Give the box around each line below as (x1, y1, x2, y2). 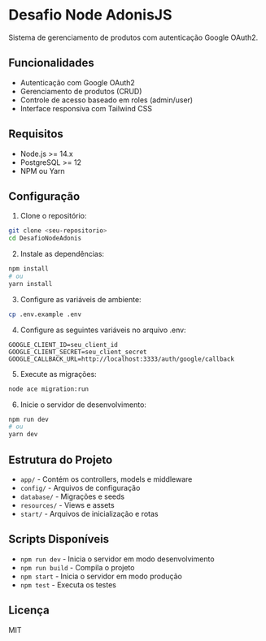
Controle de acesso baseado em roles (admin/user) (20, 95, 194, 105)
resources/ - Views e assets (20, 500, 116, 509)
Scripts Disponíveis (8, 532, 110, 546)
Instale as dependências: (20, 249, 104, 259)
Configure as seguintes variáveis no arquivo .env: (20, 325, 186, 335)
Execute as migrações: (20, 369, 98, 379)
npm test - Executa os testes (20, 579, 116, 590)
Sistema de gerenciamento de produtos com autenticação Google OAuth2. (8, 32, 259, 42)
